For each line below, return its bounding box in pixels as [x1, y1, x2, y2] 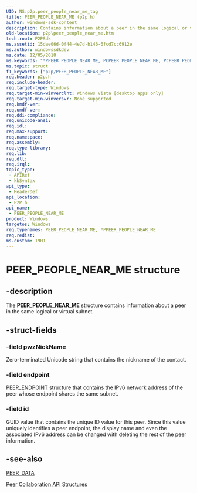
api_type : [6, 183, 30, 189]
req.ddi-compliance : [6, 112, 57, 118]
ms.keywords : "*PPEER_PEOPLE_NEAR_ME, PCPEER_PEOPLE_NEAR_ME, [6, 58, 161, 63]
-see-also [6, 454, 43, 464]
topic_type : [6, 167, 35, 173]
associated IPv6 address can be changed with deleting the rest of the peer [6, 431, 186, 438]
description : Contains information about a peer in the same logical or [6, 25, 188, 31]
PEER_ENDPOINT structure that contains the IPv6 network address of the [6, 384, 184, 391]
